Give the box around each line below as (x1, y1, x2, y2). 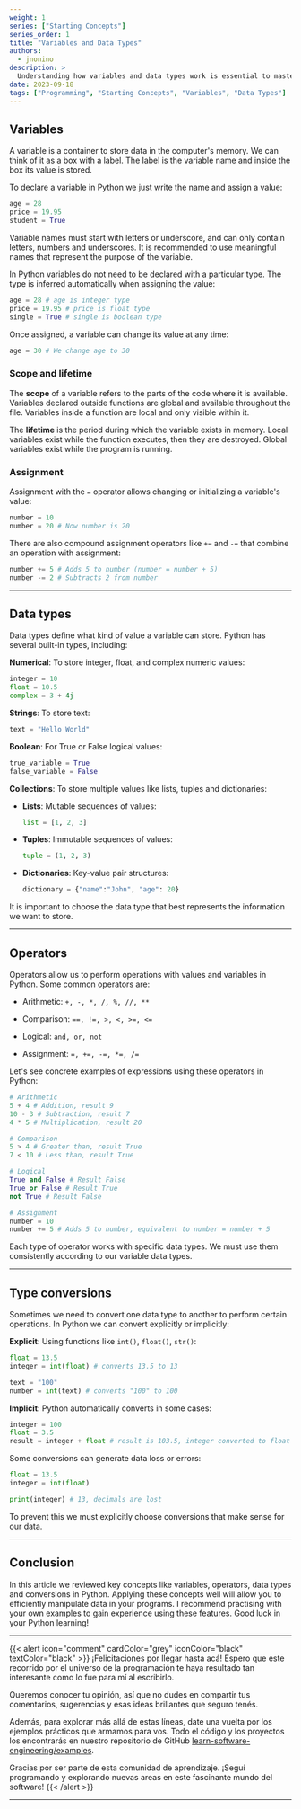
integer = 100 (9, 1420, 63, 1429)
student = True (9, 217, 66, 226)
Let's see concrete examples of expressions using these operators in (9, 1066, 264, 1077)
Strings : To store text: (9, 707, 90, 718)
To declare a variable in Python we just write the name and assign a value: (9, 182, 283, 193)
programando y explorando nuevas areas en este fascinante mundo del (9, 1771, 273, 1782)
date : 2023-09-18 (9, 80, 74, 89)
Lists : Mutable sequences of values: (21, 801, 157, 811)
